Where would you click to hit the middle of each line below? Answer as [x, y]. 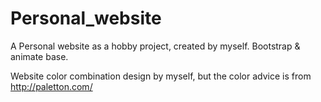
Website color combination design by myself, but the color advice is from [161, 76]
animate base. [39, 56]
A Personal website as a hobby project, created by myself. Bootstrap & [155, 46]
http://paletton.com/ [51, 86]
